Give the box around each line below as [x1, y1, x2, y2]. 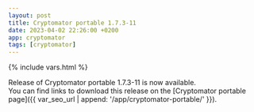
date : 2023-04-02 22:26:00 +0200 [8, 26, 119, 34]
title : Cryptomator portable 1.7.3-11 [8, 19, 137, 27]
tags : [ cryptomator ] [8, 41, 77, 49]
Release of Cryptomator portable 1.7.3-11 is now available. [8, 78, 197, 88]
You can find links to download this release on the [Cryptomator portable [8, 86, 246, 95]
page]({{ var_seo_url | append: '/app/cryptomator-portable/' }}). [8, 95, 217, 104]
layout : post [8, 11, 52, 20]
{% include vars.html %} [8, 62, 89, 72]
